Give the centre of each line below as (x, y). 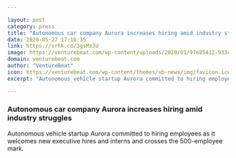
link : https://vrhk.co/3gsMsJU (53, 46)
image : (17, 53)
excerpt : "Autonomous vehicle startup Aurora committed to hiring (106, 79)
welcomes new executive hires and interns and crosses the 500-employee (115, 140)
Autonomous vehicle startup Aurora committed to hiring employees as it (111, 133)
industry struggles (40, 118)
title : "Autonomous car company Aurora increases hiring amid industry (114, 33)
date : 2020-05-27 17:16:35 (47, 39)
